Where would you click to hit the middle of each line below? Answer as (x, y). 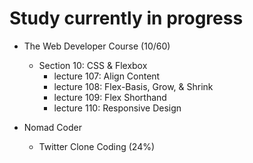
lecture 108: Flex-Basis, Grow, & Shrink (133, 86)
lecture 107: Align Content (107, 76)
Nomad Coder (52, 127)
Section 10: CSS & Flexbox (93, 65)
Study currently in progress (126, 18)
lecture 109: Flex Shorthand (110, 97)
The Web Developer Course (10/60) (97, 46)
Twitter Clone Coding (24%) (97, 146)
